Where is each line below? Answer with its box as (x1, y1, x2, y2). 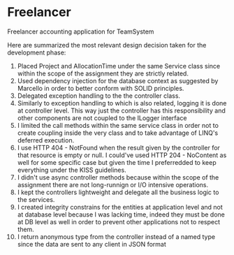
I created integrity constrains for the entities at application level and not (17, 203, 224, 211)
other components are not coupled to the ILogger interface (17, 113, 187, 122)
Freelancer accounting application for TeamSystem (7, 27, 154, 36)
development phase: (7, 48, 66, 57)
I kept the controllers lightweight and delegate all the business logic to (17, 188, 219, 196)
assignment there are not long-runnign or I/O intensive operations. (17, 180, 208, 189)
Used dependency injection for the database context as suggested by (17, 76, 219, 85)
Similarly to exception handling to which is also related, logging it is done (17, 99, 227, 107)
